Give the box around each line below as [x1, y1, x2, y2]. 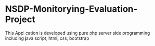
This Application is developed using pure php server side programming [5, 30, 150, 36]
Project [5, 14, 36, 25]
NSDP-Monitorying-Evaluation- [5, 3, 138, 15]
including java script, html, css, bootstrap [5, 35, 89, 41]
